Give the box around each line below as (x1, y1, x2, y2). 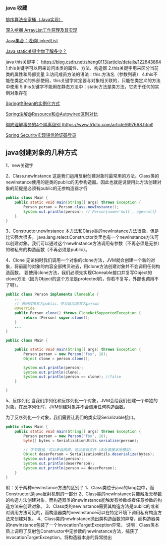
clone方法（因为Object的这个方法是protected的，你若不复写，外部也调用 (5, 276, 155, 282)
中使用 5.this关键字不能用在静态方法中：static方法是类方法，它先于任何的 (5, 84, 155, 90)
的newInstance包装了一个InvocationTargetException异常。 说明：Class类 (5, 522, 155, 528)
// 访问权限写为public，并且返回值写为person (14, 301, 100, 306)
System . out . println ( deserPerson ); (23, 461, 95, 466)
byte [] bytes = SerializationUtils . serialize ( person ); (23, 438, 139, 443)
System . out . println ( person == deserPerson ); (23, 466, 117, 471)
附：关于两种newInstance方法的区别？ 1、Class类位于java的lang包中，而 (5, 484, 154, 490)
